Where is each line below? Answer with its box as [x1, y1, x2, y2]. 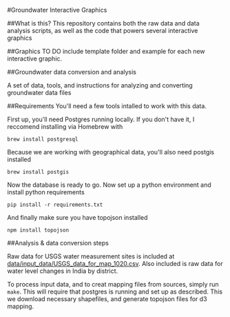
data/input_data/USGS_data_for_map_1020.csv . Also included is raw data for [7, 260, 223, 267]
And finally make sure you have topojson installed [7, 214, 148, 221]
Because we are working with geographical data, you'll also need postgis [7, 148, 215, 156]
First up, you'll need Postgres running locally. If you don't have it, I [7, 115, 195, 123]
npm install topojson [7, 227, 70, 234]
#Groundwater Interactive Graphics [7, 6, 107, 14]
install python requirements [7, 188, 85, 196]
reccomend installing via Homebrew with [7, 123, 123, 130]
